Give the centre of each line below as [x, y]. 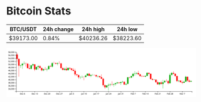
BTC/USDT [23, 29]
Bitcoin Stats [39, 11]
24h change [58, 29]
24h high [93, 29]
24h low [127, 29]
